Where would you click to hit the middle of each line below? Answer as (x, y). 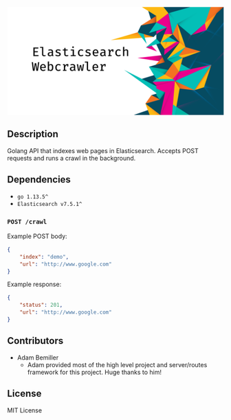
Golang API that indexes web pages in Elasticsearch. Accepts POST (103, 150)
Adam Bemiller (38, 358)
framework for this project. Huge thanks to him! (94, 372)
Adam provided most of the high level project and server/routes (117, 364)
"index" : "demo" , (44, 257)
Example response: (34, 284)
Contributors (35, 341)
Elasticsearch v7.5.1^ (49, 204)
